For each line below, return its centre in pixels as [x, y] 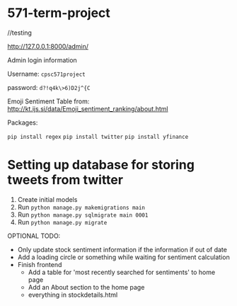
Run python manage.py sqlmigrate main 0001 [83, 215]
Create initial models [47, 199]
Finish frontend [40, 264]
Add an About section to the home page [86, 287]
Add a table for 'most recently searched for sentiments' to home [122, 272]
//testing [19, 33]
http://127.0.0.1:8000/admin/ [48, 46]
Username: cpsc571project [47, 74]
